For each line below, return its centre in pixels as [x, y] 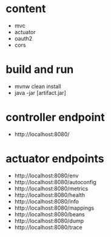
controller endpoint [55, 118]
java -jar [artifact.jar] [40, 92]
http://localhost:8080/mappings [54, 208]
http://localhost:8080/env [46, 176]
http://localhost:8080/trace [48, 227]
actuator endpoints [55, 159]
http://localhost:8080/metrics [51, 188]
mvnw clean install [38, 86]
